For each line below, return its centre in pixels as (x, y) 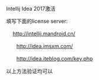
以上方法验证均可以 (29, 71)
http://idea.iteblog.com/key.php (55, 59)
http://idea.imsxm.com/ (45, 46)
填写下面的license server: (37, 21)
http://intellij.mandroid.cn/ (44, 34)
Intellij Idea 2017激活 (31, 9)
